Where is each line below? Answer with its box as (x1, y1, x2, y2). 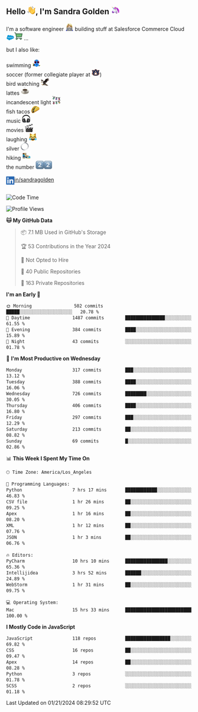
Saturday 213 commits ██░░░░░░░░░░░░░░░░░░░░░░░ (6, 426, 192, 432)
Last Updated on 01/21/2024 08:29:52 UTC (6, 699, 111, 706)
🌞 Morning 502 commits (6, 303, 103, 309)
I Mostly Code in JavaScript (6, 623, 76, 630)
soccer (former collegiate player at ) (6, 70, 102, 78)
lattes (6, 89, 20, 97)
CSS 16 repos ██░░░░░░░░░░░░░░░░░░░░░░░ (6, 647, 192, 653)
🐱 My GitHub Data (6, 217, 53, 224)
